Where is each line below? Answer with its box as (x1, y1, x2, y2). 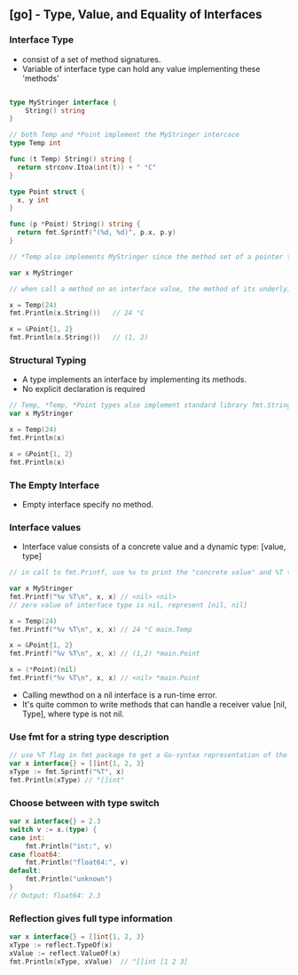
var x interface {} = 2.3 (9, 817, 101, 826)
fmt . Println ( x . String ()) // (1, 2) (9, 333, 149, 342)
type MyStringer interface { (9, 98, 117, 107)
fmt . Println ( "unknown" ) (25, 875, 114, 883)
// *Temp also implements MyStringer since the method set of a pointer (9, 252, 284, 261)
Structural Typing (9, 354, 87, 366)
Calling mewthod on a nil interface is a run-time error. (21, 689, 217, 700)
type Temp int (9, 139, 62, 148)
